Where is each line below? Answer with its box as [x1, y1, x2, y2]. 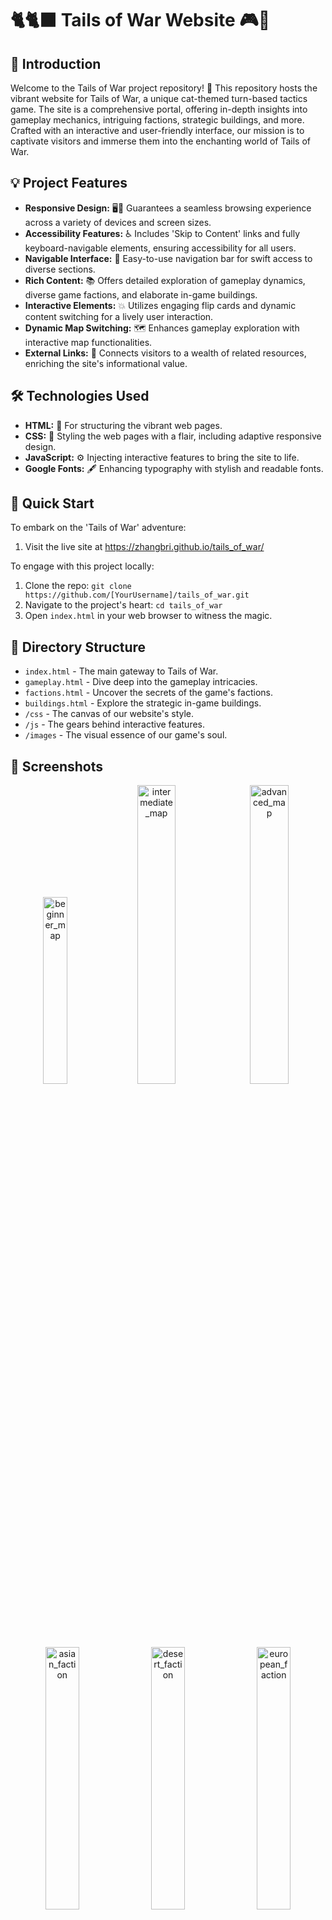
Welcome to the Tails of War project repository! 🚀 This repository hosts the [10, 82, 318, 94]
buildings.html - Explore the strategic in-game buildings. [24, 697, 262, 709]
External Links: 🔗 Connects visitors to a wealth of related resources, [24, 347, 307, 359]
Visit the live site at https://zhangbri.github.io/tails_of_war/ [24, 541, 265, 553]
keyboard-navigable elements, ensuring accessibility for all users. [24, 242, 297, 254]
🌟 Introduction [10, 55, 102, 72]
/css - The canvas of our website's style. [24, 708, 195, 720]
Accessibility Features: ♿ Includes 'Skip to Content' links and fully [24, 227, 301, 239]
